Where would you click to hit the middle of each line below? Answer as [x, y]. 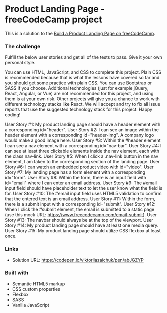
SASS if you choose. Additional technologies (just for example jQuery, [77, 88]
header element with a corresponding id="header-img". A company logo [80, 135]
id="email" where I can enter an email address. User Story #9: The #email [81, 183]
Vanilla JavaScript [31, 305]
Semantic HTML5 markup [39, 284]
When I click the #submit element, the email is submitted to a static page [80, 210]
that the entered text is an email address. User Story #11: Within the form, [80, 199]
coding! [13, 115]
